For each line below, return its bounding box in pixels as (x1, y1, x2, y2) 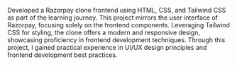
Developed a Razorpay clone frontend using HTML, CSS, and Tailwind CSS (7, 6, 226, 14)
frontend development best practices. (7, 51, 118, 59)
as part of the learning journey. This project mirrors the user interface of (7, 13, 219, 22)
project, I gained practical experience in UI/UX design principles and (7, 44, 207, 51)
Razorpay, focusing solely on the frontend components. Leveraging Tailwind (7, 21, 231, 29)
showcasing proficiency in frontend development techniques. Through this (7, 36, 226, 44)
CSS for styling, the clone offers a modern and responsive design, (7, 28, 201, 37)
